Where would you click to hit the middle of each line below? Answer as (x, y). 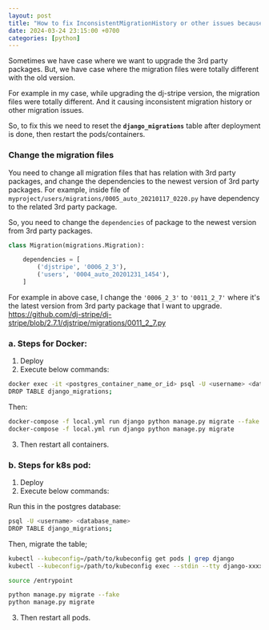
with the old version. (42, 78)
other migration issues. (46, 110)
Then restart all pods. (55, 618)
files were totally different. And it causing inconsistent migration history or (130, 102)
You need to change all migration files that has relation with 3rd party (122, 172)
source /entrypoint (41, 580)
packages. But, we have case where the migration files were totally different (134, 70)
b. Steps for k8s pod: (50, 465)
